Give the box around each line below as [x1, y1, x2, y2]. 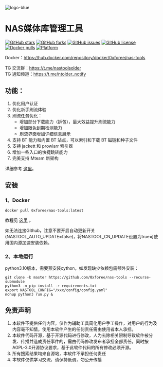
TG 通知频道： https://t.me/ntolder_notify [5, 71, 86, 77]
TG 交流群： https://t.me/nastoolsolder [5, 65, 81, 70]
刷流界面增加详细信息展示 [19, 131, 71, 137]
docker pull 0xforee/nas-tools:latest [5, 208, 84, 213]
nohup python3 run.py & [5, 292, 54, 297]
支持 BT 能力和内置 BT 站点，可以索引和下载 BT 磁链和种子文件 [12, 137, 138, 143]
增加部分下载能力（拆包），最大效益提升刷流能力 [19, 119, 116, 124]
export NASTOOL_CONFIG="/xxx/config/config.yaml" [5, 287, 108, 293]
